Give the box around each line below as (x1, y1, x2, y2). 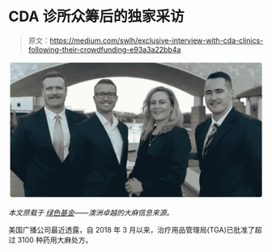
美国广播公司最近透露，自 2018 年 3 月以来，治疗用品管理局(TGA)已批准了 (8, 225, 255, 234)
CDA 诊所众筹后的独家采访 (8, 7, 185, 26)
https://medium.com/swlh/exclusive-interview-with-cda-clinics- (49, 36, 264, 45)
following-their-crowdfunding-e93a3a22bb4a (28, 44, 181, 54)
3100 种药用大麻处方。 (17, 235, 93, 245)
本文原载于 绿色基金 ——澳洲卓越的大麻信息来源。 (8, 208, 174, 217)
